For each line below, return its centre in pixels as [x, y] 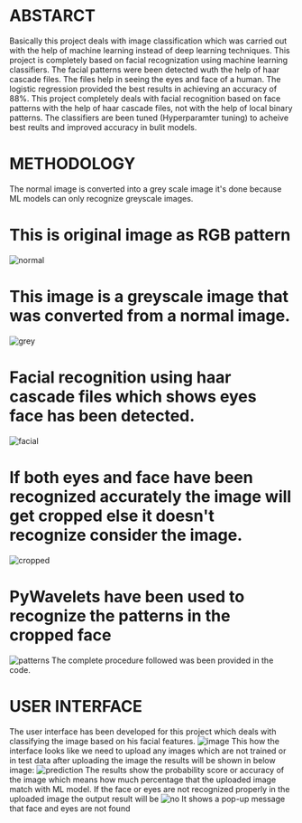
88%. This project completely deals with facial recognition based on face [145, 98]
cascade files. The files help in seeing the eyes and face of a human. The [145, 79]
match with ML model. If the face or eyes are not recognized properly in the [150, 789]
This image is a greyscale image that [149, 297]
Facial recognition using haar [120, 377]
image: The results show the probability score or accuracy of [147, 770]
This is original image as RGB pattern [150, 235]
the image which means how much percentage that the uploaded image [143, 780]
